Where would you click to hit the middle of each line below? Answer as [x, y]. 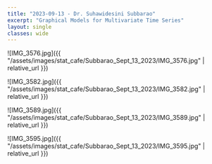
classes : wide [28, 33]
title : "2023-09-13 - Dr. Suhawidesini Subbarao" [82, 14]
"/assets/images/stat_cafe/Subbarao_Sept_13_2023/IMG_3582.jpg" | [106, 89]
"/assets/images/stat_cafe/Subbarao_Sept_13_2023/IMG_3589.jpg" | [106, 118]
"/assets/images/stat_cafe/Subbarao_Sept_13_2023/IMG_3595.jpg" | [106, 146]
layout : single [30, 27]
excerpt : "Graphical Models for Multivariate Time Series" [96, 20]
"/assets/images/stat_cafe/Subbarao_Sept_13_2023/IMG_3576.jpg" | [106, 61]
